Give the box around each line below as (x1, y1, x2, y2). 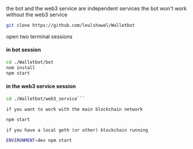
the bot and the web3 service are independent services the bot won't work (6, 5, 187, 12)
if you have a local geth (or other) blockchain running (6, 127, 148, 133)
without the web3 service (6, 11, 67, 18)
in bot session (6, 46, 41, 53)
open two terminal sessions (6, 33, 73, 40)
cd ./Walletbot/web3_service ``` (6, 96, 85, 102)
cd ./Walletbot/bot (6, 60, 54, 65)
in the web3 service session (6, 83, 76, 90)
